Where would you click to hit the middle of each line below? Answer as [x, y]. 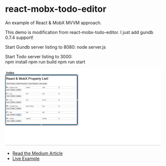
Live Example [26, 158]
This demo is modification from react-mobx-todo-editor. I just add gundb [79, 32]
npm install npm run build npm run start [45, 62]
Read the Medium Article [38, 153]
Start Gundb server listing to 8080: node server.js [56, 47]
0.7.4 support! [19, 37]
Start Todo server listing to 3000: [39, 56]
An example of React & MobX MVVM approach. [53, 23]
